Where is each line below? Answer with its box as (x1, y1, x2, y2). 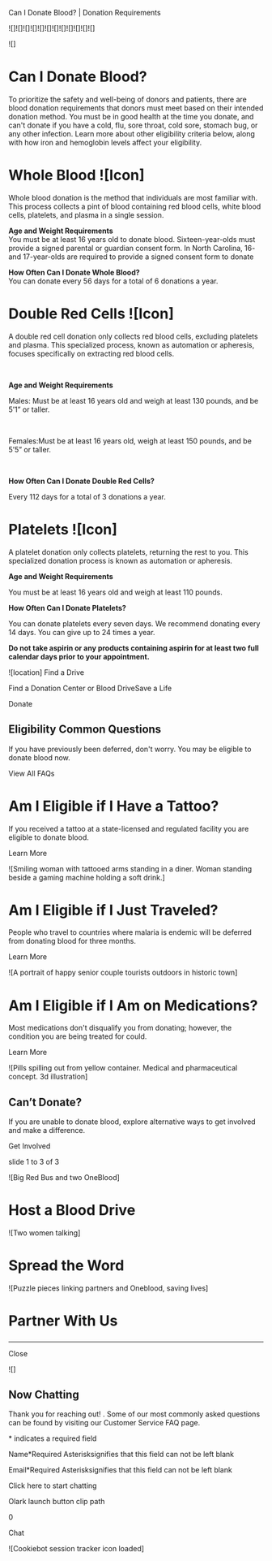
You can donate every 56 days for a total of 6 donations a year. (8, 276, 219, 286)
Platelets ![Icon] (8, 521, 117, 538)
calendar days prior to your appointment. (8, 651, 150, 661)
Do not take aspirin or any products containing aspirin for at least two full (8, 642, 259, 653)
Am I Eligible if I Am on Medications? (8, 996, 258, 1014)
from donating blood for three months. (8, 936, 136, 946)
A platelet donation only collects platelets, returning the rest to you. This (8, 547, 249, 556)
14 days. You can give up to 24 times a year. (8, 627, 155, 637)
